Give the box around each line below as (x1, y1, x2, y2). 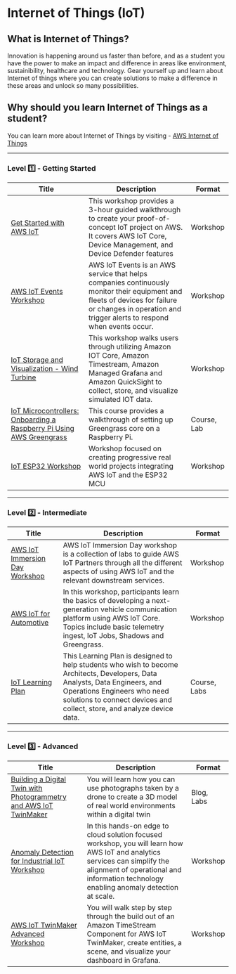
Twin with (11, 783, 43, 793)
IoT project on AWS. (117, 223, 183, 233)
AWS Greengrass (11, 432, 67, 442)
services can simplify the (86, 856, 170, 866)
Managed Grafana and (88, 368, 163, 378)
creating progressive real (88, 453, 171, 462)
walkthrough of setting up (88, 415, 173, 424)
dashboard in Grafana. (86, 955, 161, 965)
